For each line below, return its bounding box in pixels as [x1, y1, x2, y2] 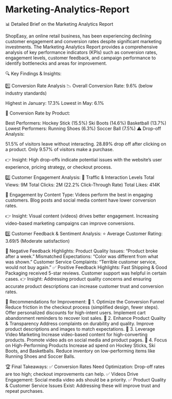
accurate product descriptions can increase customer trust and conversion [5, 283, 164, 289]
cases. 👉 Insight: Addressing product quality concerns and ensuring [5, 276, 151, 282]
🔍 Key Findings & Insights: [5, 70, 62, 77]
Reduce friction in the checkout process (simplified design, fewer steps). [5, 304, 159, 310]
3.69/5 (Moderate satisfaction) [5, 238, 70, 244]
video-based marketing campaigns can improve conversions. [5, 220, 135, 226]
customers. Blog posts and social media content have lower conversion [5, 197, 157, 203]
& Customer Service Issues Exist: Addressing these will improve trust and [5, 382, 160, 389]
